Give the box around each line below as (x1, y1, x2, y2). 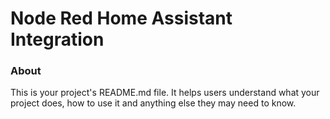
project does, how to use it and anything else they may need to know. (10, 97, 297, 109)
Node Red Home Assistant (10, 7, 233, 30)
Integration (10, 28, 105, 51)
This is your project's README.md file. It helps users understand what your (10, 87, 320, 99)
